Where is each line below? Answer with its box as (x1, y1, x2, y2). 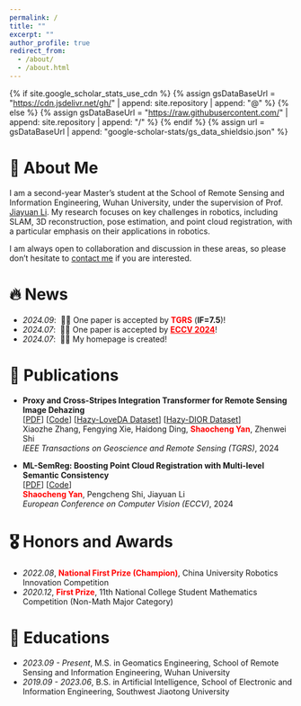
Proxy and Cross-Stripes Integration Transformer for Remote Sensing (22, 395, 288, 406)
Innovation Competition (22, 576, 110, 587)
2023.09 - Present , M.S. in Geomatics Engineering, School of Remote (22, 657, 279, 668)
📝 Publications (9, 365, 120, 385)
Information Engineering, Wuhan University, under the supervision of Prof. (9, 197, 283, 208)
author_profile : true (9, 38, 91, 48)
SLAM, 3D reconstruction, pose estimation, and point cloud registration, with (9, 216, 293, 227)
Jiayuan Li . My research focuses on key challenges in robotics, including (9, 206, 279, 217)
